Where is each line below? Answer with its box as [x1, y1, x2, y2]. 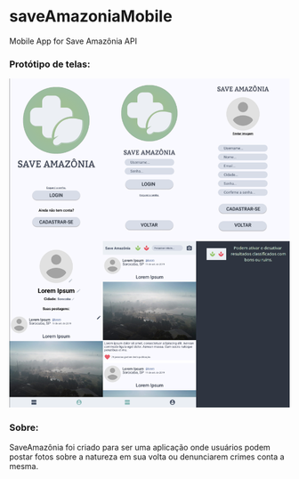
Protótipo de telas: [9, 58, 91, 70]
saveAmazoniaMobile [9, 6, 173, 27]
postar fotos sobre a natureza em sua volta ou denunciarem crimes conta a [9, 451, 285, 462]
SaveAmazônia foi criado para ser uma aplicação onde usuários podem [9, 442, 271, 452]
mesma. [9, 460, 38, 471]
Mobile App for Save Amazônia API [9, 36, 138, 46]
